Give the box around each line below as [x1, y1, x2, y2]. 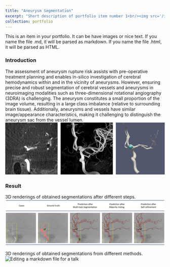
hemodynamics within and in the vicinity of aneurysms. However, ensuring [5, 79, 161, 85]
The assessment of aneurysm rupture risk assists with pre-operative [5, 68, 148, 74]
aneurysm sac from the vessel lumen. [5, 117, 83, 123]
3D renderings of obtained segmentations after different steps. [5, 194, 136, 200]
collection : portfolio [5, 19, 53, 24]
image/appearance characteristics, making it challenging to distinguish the [5, 111, 161, 118]
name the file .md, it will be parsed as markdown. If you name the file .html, [5, 39, 162, 45]
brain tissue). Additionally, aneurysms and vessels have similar [5, 106, 136, 112]
